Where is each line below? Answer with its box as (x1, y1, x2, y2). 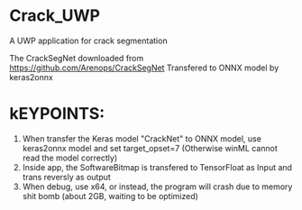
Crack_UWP (9, 5, 101, 26)
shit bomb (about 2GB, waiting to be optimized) (22, 190, 198, 201)
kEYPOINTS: (9, 104, 105, 124)
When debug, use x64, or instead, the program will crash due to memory (22, 181, 293, 192)
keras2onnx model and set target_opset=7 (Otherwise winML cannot (22, 142, 278, 153)
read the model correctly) (22, 152, 118, 163)
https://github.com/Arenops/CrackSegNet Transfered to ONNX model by (9, 62, 279, 73)
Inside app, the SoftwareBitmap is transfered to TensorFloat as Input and (22, 161, 293, 172)
